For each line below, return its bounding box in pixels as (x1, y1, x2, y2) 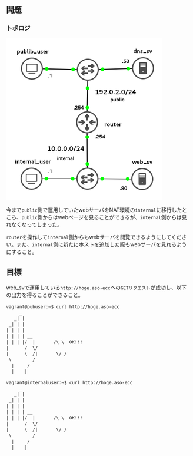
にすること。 (6, 248, 38, 255)
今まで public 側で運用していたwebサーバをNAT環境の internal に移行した (6, 206, 182, 213)
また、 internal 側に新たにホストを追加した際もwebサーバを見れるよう (16, 240, 187, 248)
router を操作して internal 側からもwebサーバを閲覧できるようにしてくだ (6, 233, 182, 240)
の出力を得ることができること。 (6, 291, 84, 298)
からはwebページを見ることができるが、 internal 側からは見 (42, 213, 187, 220)
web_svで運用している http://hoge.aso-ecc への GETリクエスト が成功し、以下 (6, 284, 187, 291)
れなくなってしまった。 (6, 221, 63, 228)
